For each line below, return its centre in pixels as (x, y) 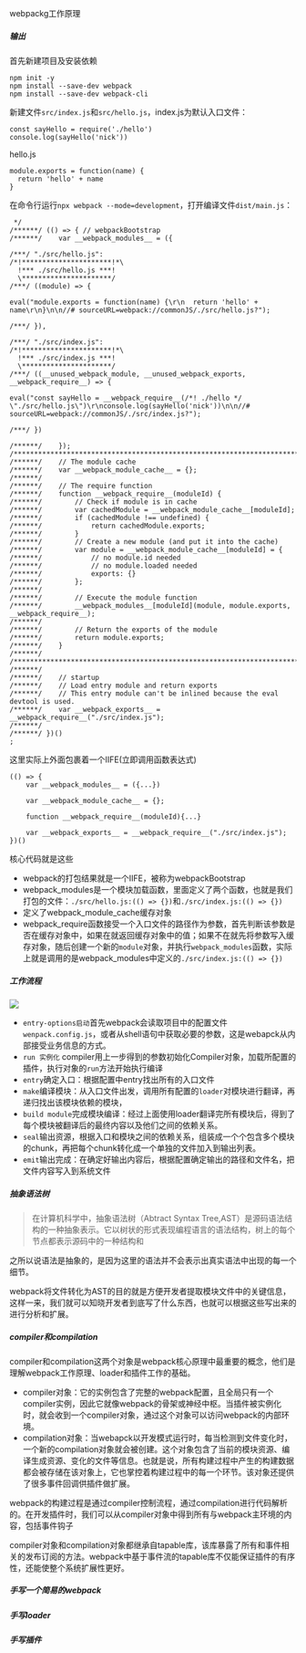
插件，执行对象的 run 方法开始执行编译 (93, 1068)
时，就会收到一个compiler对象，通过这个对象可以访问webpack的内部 (152, 1415)
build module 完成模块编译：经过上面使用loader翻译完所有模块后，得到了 (159, 1114)
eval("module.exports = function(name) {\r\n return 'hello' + (134, 302)
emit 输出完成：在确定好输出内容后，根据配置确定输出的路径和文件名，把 (158, 1159)
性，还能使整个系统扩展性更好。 (69, 1567)
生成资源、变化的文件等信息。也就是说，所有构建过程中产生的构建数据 (162, 1460)
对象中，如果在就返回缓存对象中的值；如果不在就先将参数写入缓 (174, 935)
